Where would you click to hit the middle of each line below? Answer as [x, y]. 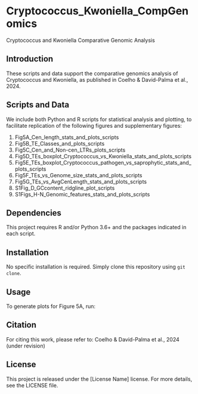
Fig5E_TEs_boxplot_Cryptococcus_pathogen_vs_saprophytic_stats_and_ [103, 162]
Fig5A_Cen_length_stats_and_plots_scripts [67, 137]
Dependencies [34, 213]
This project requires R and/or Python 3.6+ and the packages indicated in [96, 227]
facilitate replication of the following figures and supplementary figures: [94, 125]
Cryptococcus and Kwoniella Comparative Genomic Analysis [81, 40]
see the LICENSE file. [32, 385]
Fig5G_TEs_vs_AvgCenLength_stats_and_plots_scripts [81, 181]
